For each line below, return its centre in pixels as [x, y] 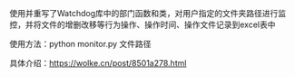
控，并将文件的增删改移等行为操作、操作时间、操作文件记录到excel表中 [143, 24]
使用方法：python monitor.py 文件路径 [80, 44]
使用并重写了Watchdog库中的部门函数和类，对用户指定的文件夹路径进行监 [148, 13]
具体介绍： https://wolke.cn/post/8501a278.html [98, 63]
